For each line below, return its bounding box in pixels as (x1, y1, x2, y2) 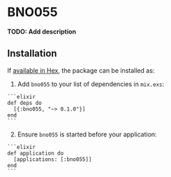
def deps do (7, 99, 42, 106)
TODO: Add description (7, 27, 77, 36)
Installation (7, 48, 57, 59)
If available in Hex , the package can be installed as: (7, 66, 155, 74)
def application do (7, 150, 64, 157)
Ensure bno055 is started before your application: (17, 130, 157, 139)
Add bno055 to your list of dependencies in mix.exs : (17, 80, 165, 88)
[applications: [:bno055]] (13, 155, 92, 163)
